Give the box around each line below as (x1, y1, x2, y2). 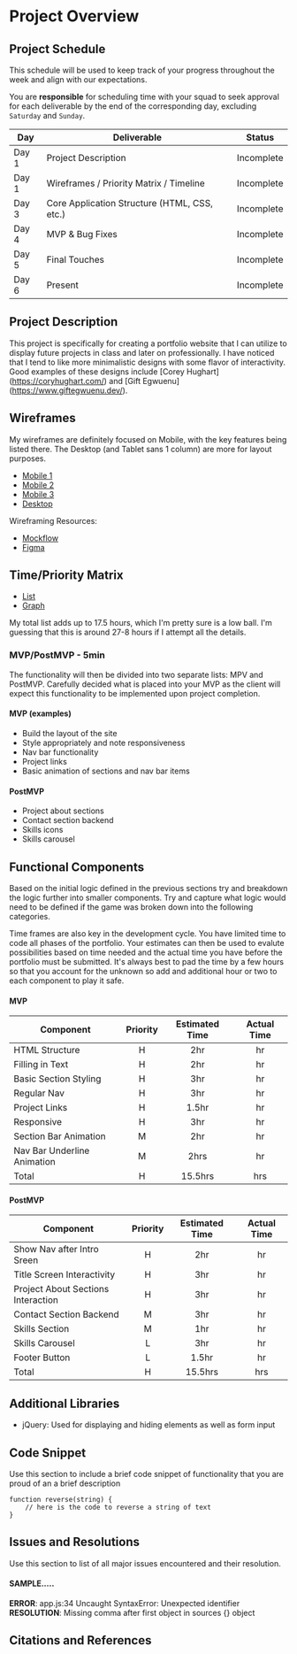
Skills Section (13, 1323, 70, 1335)
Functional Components (9, 859, 144, 874)
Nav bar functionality (21, 746, 99, 758)
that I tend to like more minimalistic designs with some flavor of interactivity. (9, 357, 286, 367)
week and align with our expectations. (9, 74, 148, 85)
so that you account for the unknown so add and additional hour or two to (9, 965, 278, 976)
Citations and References (9, 1633, 152, 1648)
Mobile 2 (21, 480, 55, 490)
